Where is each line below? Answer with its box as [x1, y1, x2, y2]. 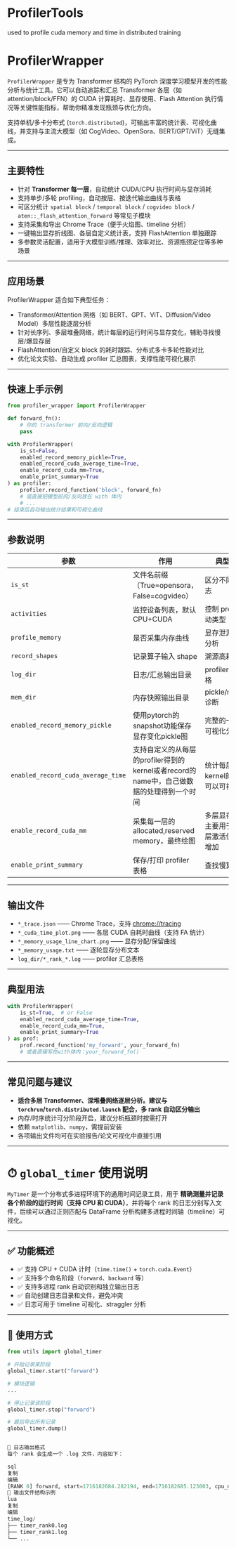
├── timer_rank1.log [7, 1528, 68, 1535]
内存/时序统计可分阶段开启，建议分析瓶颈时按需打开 [17, 1113, 168, 1122]
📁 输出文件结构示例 [7, 1489, 56, 1497]
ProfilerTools [7, 5, 84, 21]
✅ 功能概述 [7, 1245, 55, 1257]
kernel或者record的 [132, 766, 197, 775]
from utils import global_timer [7, 1349, 102, 1356]
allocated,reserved [132, 826, 195, 836]
